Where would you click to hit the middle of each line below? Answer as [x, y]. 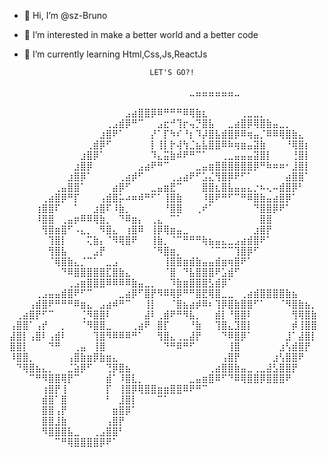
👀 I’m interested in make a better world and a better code [141, 34]
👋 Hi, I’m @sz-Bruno [65, 15]
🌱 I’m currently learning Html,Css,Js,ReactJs [115, 54]
